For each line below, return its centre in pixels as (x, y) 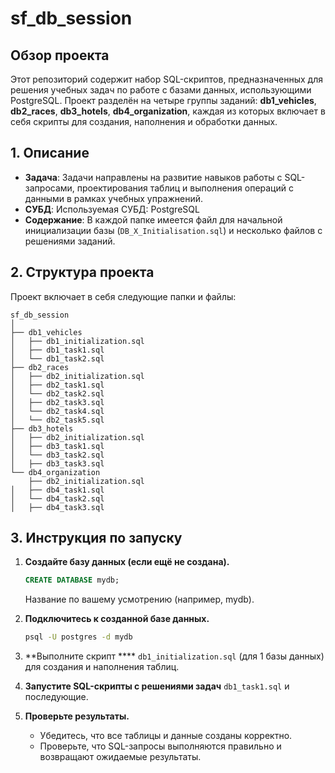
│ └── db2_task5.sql (57, 420)
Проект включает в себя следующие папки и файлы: (123, 296)
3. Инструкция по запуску (96, 538)
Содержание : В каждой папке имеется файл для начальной (153, 219)
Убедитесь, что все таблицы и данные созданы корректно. (166, 736)
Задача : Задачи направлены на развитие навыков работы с (153, 177)
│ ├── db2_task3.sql (57, 402)
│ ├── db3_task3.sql (57, 463)
